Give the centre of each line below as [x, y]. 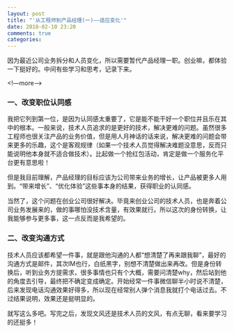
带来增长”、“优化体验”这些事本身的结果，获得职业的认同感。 [108, 186]
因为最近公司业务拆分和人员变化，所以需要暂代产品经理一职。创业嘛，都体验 [117, 61]
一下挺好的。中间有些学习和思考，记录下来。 [71, 69]
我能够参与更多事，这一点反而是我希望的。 [68, 219]
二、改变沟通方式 [36, 238]
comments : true [29, 33]
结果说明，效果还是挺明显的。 [56, 298]
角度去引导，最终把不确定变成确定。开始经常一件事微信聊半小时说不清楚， [120, 281]
